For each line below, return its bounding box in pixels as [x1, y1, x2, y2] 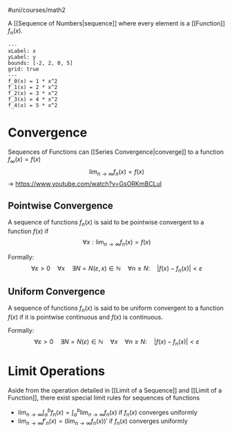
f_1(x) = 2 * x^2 [8, 84, 58, 90]
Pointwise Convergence [8, 199, 113, 211]
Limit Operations [8, 364, 106, 379]
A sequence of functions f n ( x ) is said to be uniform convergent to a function [8, 304, 224, 314]
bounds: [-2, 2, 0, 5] [8, 59, 73, 66]
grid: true [8, 66, 39, 72]
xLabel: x [8, 48, 37, 55]
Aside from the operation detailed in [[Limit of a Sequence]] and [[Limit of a [8, 386, 222, 394]
